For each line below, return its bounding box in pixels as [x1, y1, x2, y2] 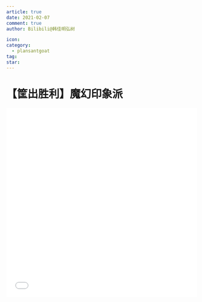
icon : [6, 37, 20, 43]
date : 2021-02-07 [6, 15, 50, 21]
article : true [6, 8, 42, 15]
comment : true [6, 20, 42, 26]
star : [6, 59, 20, 65]
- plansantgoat [11, 48, 50, 54]
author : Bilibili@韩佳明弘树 [6, 25, 76, 32]
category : [6, 42, 31, 48]
